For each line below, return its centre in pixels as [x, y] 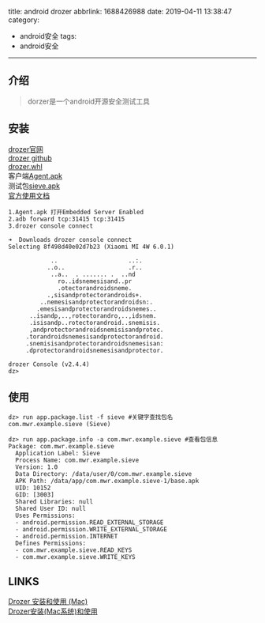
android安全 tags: [48, 36]
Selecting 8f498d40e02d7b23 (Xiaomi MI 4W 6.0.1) [91, 247]
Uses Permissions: [46, 516]
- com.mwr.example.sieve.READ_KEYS [74, 550]
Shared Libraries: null [54, 502]
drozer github [30, 158]
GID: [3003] [35, 495]
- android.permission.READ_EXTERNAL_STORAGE [90, 523]
